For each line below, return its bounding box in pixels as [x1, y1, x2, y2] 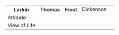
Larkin [14, 6, 29, 13]
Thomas [40, 6, 60, 13]
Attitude [7, 14, 26, 21]
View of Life [7, 22, 36, 29]
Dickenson [82, 6, 107, 13]
